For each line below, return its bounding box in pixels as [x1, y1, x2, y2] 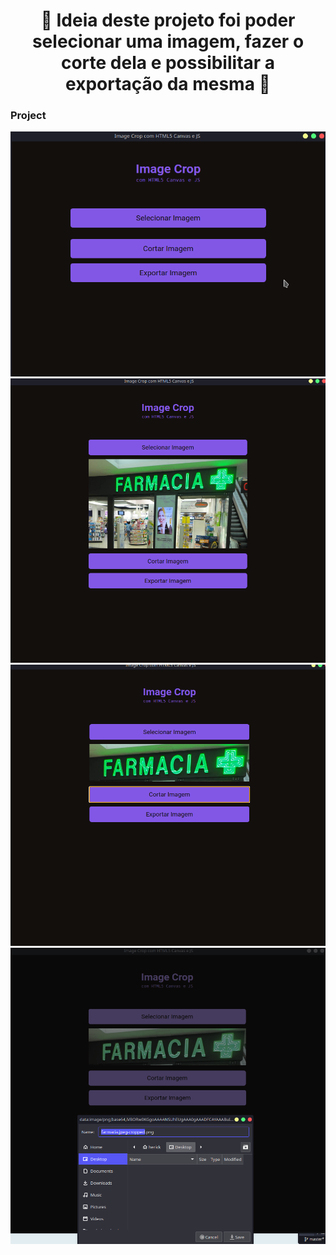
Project [10, 109, 47, 123]
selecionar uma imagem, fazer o [31, 30, 305, 53]
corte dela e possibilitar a [60, 52, 276, 74]
